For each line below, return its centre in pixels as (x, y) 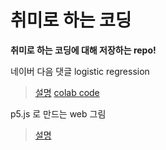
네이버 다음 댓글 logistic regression (80, 71)
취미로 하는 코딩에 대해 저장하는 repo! (83, 50)
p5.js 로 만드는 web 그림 (58, 113)
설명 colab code (67, 92)
